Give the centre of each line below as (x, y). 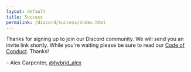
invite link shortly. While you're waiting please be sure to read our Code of (95, 45)
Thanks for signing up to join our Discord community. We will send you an (95, 39)
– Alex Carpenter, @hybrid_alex (44, 63)
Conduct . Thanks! (28, 52)
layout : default (26, 11)
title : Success (25, 17)
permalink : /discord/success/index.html (56, 22)
